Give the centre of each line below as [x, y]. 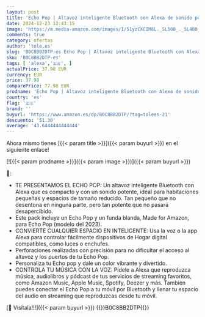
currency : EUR [24, 75]
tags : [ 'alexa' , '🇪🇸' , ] [39, 63]
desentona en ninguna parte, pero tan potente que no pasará [92, 205]
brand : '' [19, 109]
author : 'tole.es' [30, 47]
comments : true [26, 35]
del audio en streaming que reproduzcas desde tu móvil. [86, 296]
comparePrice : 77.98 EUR [38, 86]
